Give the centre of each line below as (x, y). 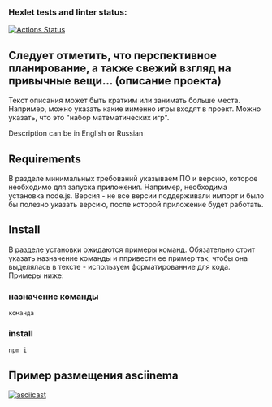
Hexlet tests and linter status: (68, 12)
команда (22, 314)
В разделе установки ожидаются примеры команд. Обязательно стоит (132, 249)
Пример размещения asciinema (93, 375)
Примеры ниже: (36, 275)
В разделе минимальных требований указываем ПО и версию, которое (133, 178)
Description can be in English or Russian (76, 133)
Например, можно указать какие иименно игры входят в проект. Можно (135, 109)
